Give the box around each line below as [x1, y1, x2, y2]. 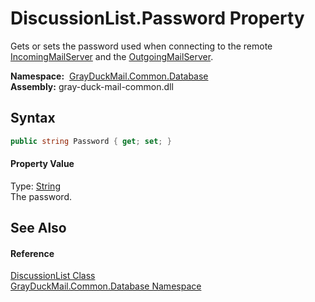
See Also [10, 220, 67, 237]
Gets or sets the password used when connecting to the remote [10, 40, 273, 52]
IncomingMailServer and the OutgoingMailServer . [10, 50, 214, 62]
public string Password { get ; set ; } [10, 136, 172, 146]
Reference [10, 247, 55, 259]
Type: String [10, 180, 61, 192]
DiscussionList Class [10, 270, 96, 282]
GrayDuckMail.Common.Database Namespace [10, 280, 202, 292]
